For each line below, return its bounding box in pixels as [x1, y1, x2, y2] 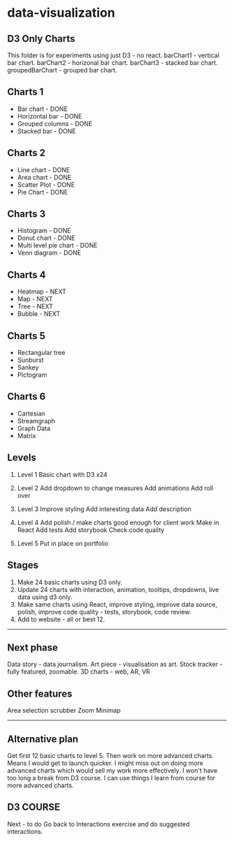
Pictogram [17, 371, 47, 379]
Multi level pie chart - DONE [17, 241, 97, 250]
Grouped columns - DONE [17, 119, 93, 128]
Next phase [7, 642, 58, 653]
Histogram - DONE [17, 227, 71, 235]
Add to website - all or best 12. [17, 615, 106, 623]
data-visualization [7, 5, 116, 21]
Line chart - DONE [17, 165, 70, 174]
